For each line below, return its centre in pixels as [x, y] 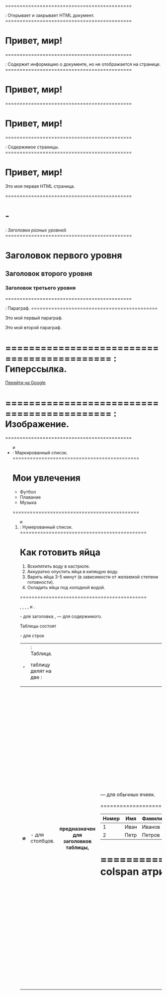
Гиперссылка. [36, 369]
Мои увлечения [46, 478]
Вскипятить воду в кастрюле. [59, 566]
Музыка [28, 502]
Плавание [30, 497]
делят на [41, 671]
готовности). [41, 582]
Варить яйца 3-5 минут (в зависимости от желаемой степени [93, 577]
